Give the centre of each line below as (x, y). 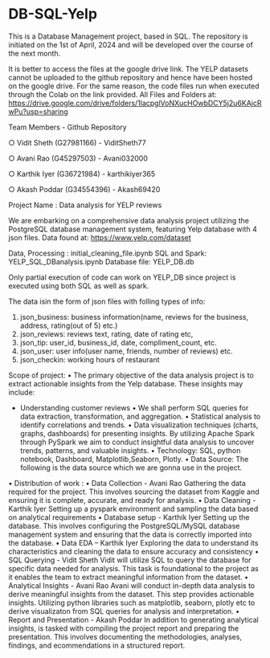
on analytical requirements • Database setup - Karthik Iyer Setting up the (129, 517)
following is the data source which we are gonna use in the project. (131, 468)
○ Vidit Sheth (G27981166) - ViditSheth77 (77, 142)
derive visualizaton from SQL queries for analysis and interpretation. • (124, 611)
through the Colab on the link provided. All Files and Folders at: (112, 94)
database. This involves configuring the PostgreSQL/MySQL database (124, 525)
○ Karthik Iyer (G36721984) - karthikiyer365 (82, 174)
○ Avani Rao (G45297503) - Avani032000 (78, 158)
